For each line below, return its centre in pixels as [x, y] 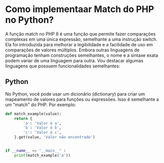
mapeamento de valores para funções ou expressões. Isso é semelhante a [82, 99]
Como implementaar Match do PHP [80, 9]
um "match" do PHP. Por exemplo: [41, 105]
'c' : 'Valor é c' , [42, 133]
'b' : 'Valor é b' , [42, 128]
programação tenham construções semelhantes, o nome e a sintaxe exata [82, 55]
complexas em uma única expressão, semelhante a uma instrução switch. [81, 39]
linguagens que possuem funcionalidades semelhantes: [63, 66]
